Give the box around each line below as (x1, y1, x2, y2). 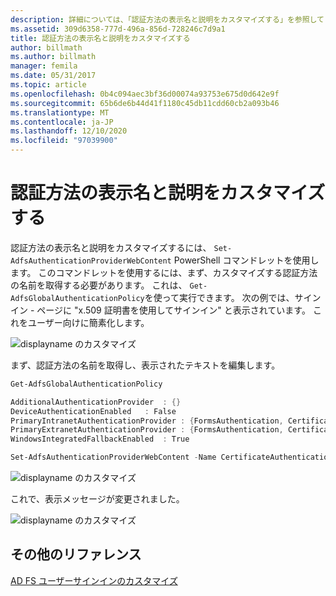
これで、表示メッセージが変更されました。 (10, 493, 185, 505)
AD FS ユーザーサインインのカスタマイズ (10, 574, 178, 586)
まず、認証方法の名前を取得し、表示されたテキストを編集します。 (10, 359, 281, 371)
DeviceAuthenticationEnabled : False (10, 406, 177, 416)
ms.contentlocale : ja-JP (10, 117, 114, 127)
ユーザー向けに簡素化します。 (27, 316, 150, 328)
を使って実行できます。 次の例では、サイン (144, 291, 322, 303)
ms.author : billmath (10, 52, 97, 62)
